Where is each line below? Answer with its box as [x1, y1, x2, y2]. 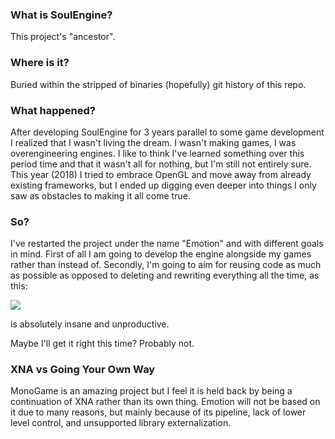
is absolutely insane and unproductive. [10, 318, 170, 330]
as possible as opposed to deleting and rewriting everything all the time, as [10, 269, 320, 282]
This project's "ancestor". [10, 31, 116, 43]
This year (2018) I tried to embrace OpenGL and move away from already [10, 168, 312, 180]
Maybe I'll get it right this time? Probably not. [10, 338, 195, 350]
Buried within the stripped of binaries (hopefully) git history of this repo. [10, 78, 307, 90]
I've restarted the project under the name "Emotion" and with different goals [10, 238, 324, 250]
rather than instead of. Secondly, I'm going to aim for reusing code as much [10, 259, 322, 271]
